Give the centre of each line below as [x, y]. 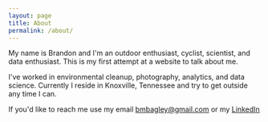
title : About [30, 23]
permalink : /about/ [41, 30]
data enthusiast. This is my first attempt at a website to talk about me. [123, 61]
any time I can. [33, 94]
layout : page [30, 16]
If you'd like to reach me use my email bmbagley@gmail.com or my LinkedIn [134, 109]
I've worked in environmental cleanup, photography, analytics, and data [126, 77]
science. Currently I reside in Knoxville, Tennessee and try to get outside [128, 85]
